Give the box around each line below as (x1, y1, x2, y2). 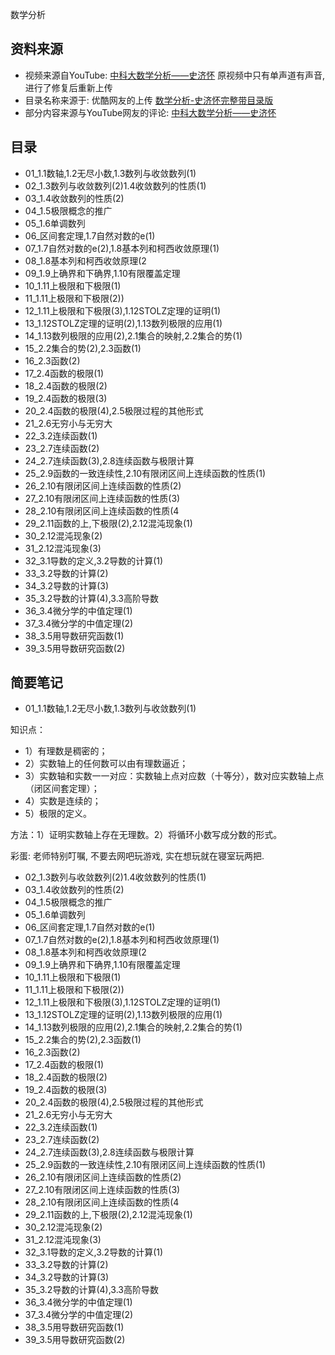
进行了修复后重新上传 (24, 81, 113, 93)
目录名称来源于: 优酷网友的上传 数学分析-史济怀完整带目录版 (24, 94, 274, 106)
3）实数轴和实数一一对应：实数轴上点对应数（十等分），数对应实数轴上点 (24, 770, 325, 782)
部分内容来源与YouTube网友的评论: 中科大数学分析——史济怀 (24, 106, 277, 118)
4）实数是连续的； (24, 795, 102, 807)
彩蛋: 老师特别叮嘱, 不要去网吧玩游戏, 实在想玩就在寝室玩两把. (10, 850, 265, 862)
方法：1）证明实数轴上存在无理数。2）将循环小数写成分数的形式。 (10, 829, 283, 841)
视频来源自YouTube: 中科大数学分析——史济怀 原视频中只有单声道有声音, (24, 69, 326, 81)
